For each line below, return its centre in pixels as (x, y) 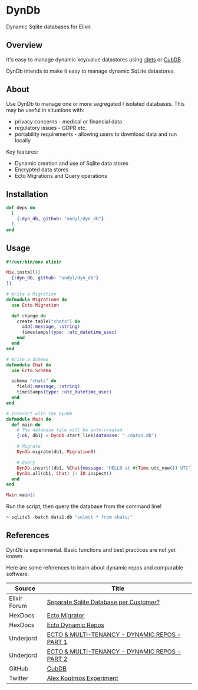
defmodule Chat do (29, 365)
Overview (24, 45)
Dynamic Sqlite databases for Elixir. (49, 27)
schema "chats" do (34, 381)
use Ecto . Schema (31, 370)
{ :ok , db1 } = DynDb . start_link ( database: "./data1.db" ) (87, 436)
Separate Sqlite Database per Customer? (103, 602)
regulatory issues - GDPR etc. (51, 128)
